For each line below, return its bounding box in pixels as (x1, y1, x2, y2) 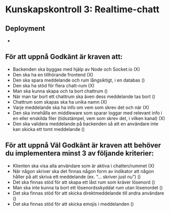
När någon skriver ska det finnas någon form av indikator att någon (12, 168, 154, 174)
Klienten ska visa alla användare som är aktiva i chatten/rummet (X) (12, 163, 155, 169)
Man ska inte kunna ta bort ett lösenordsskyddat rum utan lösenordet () (12, 184, 163, 190)
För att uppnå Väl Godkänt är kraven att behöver (5, 141, 161, 150)
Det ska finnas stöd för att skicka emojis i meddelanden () (12, 201, 134, 207)
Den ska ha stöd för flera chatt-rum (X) (12, 82, 95, 88)
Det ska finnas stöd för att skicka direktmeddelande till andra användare (12, 190, 164, 196)
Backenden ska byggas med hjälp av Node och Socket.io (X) (12, 66, 140, 72)
